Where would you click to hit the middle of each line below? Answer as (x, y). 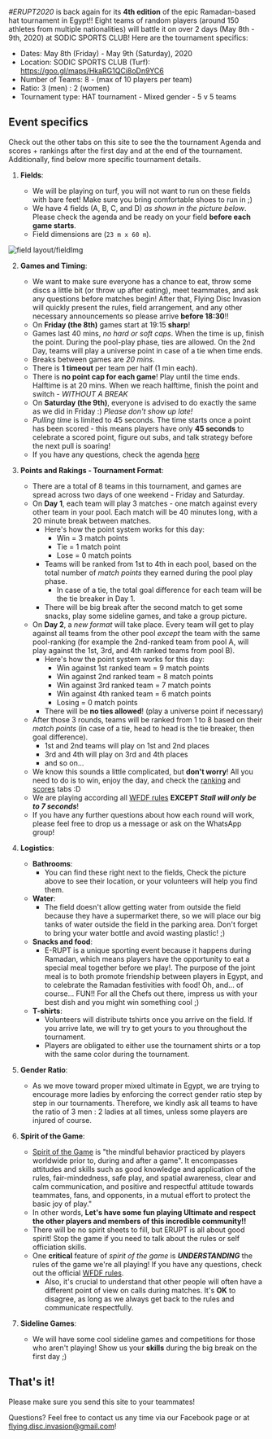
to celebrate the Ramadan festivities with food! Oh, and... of (144, 985)
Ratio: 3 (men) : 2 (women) (65, 88)
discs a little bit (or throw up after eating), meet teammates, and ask (145, 290)
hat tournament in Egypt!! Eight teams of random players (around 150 (124, 20)
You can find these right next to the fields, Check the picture (145, 872)
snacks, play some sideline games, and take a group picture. (146, 616)
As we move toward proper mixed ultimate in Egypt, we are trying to (146, 1086)
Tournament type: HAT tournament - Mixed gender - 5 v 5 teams (128, 97)
